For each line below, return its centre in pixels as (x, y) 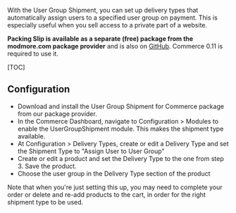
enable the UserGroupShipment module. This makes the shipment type (120, 129)
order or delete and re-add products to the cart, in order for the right (106, 194)
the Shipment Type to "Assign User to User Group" (91, 151)
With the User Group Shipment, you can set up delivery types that (103, 10)
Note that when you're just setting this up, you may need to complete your (115, 187)
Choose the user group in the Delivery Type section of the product (114, 173)
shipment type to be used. (45, 202)
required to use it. (33, 53)
